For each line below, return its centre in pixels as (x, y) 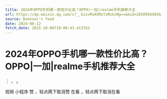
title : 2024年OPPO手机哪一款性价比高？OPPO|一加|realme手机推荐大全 (70, 10)
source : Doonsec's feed (30, 19)
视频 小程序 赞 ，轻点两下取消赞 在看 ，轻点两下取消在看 (63, 92)
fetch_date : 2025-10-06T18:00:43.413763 (48, 28)
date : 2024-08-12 (23, 24)
